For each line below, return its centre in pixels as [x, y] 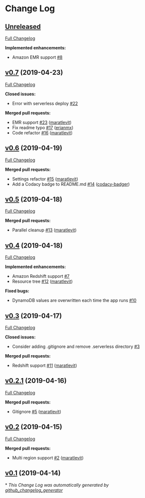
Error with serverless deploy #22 [45, 103]
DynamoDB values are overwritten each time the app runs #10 [74, 300]
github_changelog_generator [34, 490]
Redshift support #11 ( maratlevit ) [45, 365]
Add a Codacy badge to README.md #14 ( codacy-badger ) [71, 184]
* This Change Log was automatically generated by [57, 485]
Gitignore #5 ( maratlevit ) [37, 411]
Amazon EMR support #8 [37, 57]
